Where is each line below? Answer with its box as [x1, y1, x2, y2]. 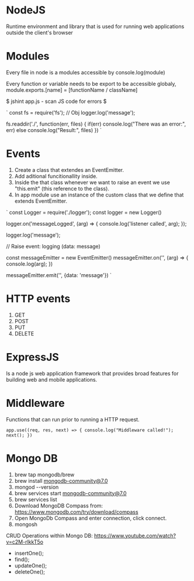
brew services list [14, 496, 57, 503]
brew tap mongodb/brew [14, 471, 75, 478]
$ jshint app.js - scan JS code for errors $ [6, 98, 107, 105]
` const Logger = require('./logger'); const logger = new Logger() [6, 209, 162, 216]
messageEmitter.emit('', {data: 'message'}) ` [6, 271, 112, 278]
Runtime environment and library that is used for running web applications [6, 23, 185, 30]
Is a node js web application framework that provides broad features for [6, 369, 179, 377]
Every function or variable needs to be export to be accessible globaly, [6, 80, 176, 87]
